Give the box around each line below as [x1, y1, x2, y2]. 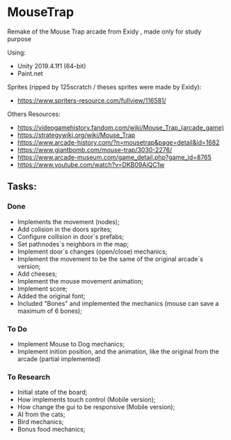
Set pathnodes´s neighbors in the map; [17, 240, 129, 248]
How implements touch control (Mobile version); [17, 395, 156, 404]
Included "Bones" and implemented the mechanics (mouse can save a [17, 299, 219, 307]
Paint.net [17, 69, 43, 78]
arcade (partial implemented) [17, 354, 101, 363]
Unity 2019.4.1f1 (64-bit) [17, 61, 86, 70]
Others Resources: [7, 110, 61, 118]
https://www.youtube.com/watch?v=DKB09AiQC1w [17, 160, 165, 168]
